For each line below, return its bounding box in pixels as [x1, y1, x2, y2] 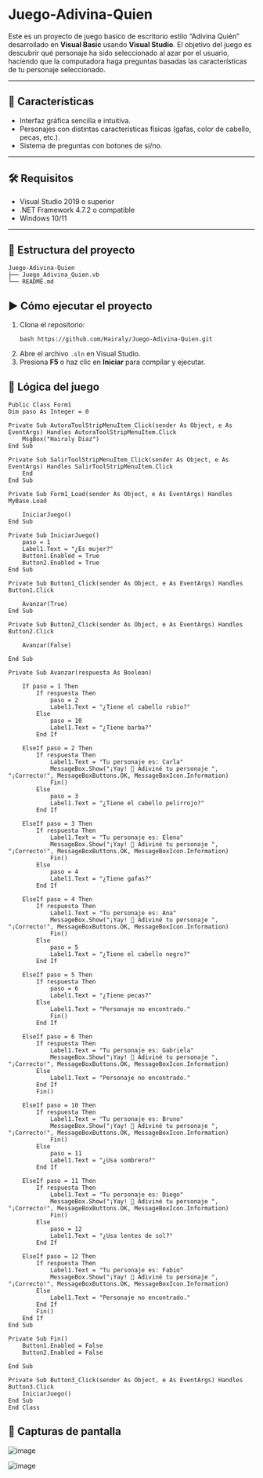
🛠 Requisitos [8, 172, 74, 185]
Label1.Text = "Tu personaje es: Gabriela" [49, 1046, 194, 1054]
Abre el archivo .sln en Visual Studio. [19, 349, 141, 359]
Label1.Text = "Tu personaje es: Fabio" [49, 1266, 184, 1274]
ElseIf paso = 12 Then [22, 1253, 96, 1261]
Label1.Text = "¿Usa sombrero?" [49, 1156, 156, 1164]
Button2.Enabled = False [22, 1348, 103, 1356]
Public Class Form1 [8, 401, 72, 409]
